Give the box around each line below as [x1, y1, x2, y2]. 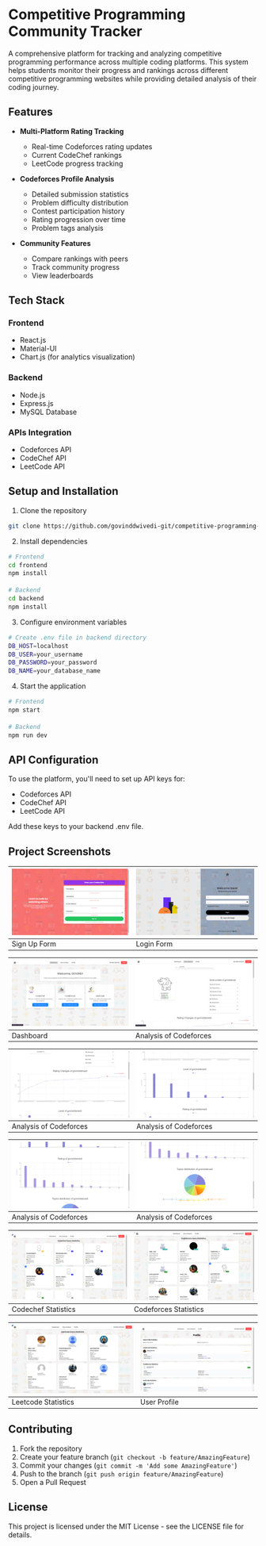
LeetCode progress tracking [31, 159, 123, 168]
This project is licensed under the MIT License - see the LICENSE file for [8, 1521, 244, 1531]
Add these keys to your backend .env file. [8, 822, 144, 831]
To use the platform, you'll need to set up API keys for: [8, 774, 186, 784]
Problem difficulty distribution [31, 198, 129, 207]
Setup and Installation [8, 485, 119, 498]
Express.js [19, 398, 54, 408]
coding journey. [8, 82, 59, 92]
